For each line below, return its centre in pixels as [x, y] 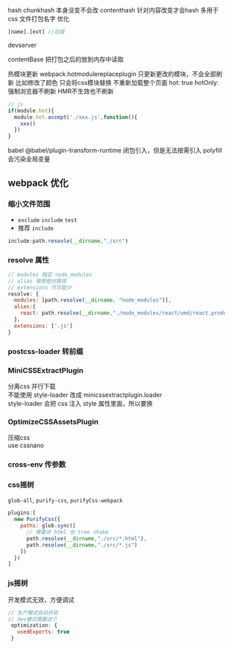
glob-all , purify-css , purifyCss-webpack [65, 500]
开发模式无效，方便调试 [41, 600]
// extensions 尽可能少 [40, 287]
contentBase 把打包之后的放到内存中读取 [66, 59]
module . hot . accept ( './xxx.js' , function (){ [76, 117]
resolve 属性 [29, 259]
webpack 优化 [38, 183]
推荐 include [35, 228]
